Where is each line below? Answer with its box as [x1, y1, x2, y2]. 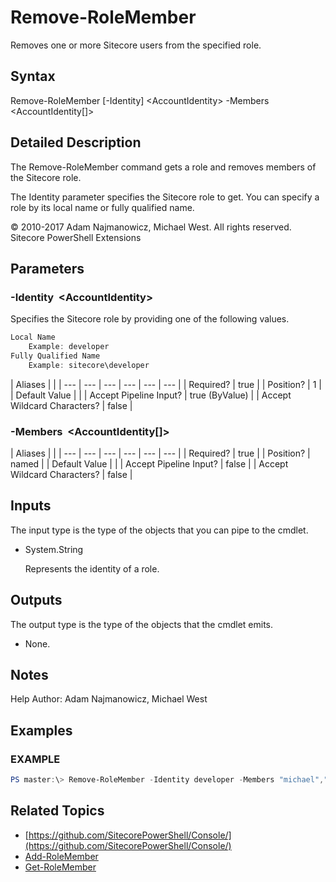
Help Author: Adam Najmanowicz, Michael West [10, 693, 208, 705]
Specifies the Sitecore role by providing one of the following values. [10, 313, 290, 325]
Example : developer [28, 342, 110, 352]
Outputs [10, 592, 63, 609]
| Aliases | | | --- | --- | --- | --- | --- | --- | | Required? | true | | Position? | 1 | [10, 378, 322, 390]
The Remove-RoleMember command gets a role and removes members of [10, 161, 317, 173]
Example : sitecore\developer [28, 360, 150, 370]
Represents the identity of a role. [24, 562, 160, 575]
